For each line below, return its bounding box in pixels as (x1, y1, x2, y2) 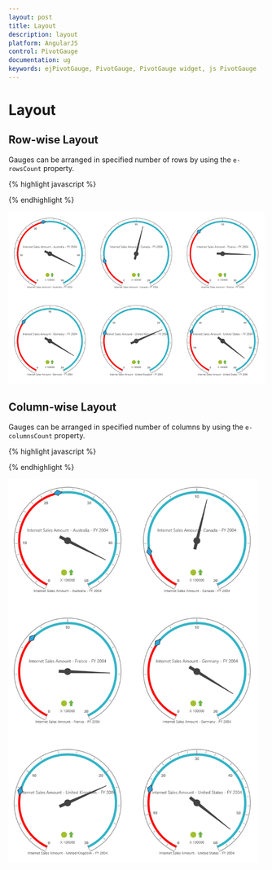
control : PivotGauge (8, 47, 79, 56)
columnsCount (8, 432, 53, 440)
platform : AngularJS (8, 39, 79, 47)
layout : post (8, 13, 53, 21)
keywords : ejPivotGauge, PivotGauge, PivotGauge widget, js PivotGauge (8, 65, 257, 73)
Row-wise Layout (8, 133, 99, 147)
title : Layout (8, 21, 57, 30)
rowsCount (8, 165, 42, 173)
